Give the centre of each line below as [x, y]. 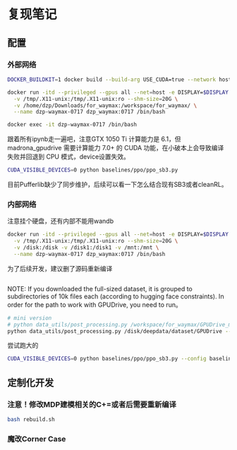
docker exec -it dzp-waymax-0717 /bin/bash [72, 125]
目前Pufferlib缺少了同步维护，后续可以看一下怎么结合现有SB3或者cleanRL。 [117, 184]
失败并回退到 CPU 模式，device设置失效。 [69, 157]
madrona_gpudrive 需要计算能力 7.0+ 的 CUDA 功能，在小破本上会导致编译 [116, 148]
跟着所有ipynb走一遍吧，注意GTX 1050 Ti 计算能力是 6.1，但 [94, 139]
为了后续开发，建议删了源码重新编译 [60, 268]
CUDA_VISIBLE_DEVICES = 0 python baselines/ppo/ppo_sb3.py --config [107, 359]
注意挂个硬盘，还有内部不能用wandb [61, 221]
